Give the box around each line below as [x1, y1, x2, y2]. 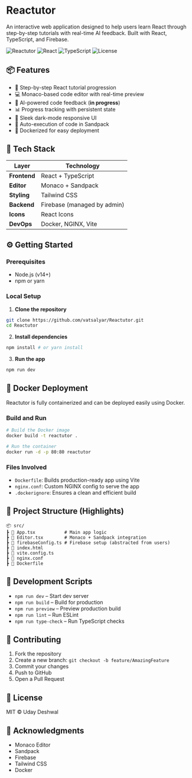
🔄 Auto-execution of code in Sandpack [14, 120, 109, 127]
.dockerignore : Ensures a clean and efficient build [14, 489, 136, 496]
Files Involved [6, 463, 47, 471]
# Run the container [6, 443, 57, 449]
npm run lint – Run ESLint [14, 611, 79, 618]
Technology [66, 161, 100, 169]
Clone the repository [14, 306, 67, 313]
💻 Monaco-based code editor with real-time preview [14, 90, 145, 98]
